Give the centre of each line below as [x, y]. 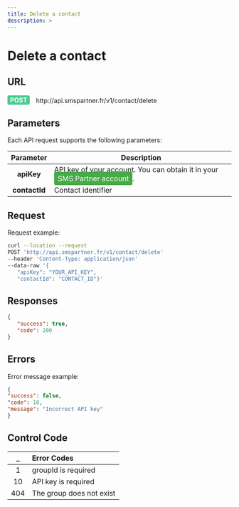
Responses [33, 300]
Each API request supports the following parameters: [85, 140]
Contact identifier [83, 191]
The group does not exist [74, 493]
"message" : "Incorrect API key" [55, 410]
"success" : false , [34, 396]
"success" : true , [43, 324]
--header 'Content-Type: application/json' [73, 259]
